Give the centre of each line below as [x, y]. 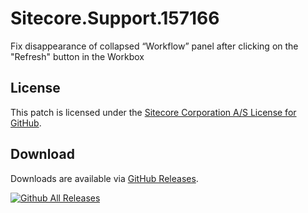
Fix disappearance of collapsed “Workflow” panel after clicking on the [154, 46]
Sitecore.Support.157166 [115, 18]
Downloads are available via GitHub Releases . [104, 178]
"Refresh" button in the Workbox [77, 56]
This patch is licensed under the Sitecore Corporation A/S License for [153, 112]
